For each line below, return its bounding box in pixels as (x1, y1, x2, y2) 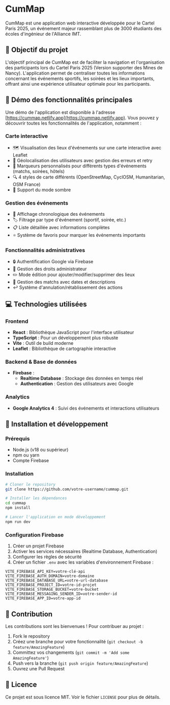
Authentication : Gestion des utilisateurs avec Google (20, 381, 134, 387)
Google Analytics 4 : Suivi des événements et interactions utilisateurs (12, 405, 159, 411)
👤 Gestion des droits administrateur (12, 266, 87, 272)
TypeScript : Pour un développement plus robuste (12, 335, 119, 341)
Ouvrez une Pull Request (12, 665, 65, 671)
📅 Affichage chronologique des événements (12, 211, 105, 217)
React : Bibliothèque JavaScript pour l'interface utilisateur (12, 330, 134, 336)
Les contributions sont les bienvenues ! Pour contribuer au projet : (5, 623, 144, 629)
